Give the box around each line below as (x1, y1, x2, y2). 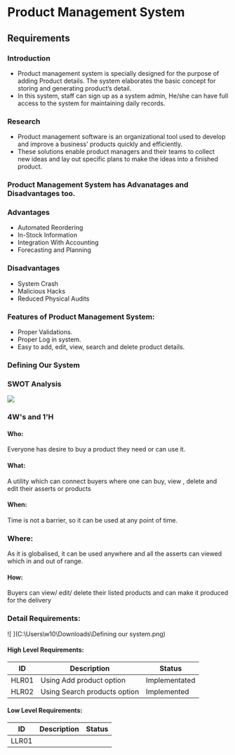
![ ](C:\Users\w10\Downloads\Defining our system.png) (7, 629, 166, 638)
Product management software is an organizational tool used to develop (17, 133, 226, 141)
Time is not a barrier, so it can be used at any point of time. (7, 516, 177, 524)
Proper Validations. (17, 327, 73, 336)
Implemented (146, 686, 189, 696)
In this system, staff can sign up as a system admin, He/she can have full (17, 91, 229, 100)
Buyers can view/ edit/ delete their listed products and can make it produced (7, 589, 229, 597)
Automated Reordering (17, 223, 83, 232)
